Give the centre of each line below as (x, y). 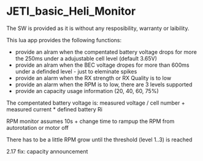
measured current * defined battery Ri (55, 109)
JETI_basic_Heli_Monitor (71, 11)
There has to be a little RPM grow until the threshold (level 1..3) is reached (99, 140)
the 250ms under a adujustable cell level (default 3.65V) (86, 58)
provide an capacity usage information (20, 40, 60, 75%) (87, 91)
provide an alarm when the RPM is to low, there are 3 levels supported (104, 84)
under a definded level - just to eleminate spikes (76, 71)
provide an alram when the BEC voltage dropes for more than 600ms (102, 65)
